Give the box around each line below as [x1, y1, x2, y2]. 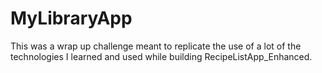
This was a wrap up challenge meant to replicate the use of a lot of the [10, 40, 302, 52]
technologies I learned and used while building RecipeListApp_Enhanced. [10, 50, 313, 62]
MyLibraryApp [10, 7, 133, 30]
